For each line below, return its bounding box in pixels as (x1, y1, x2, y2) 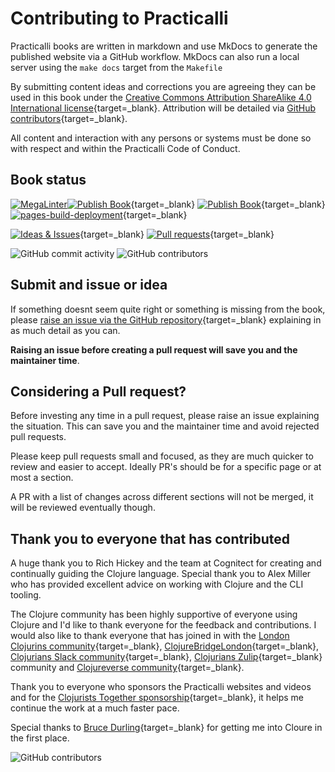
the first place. (10, 732, 70, 744)
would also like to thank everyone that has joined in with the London (10, 630, 290, 642)
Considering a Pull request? (10, 383, 187, 400)
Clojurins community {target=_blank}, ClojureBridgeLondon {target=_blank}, (10, 640, 320, 652)
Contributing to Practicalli (10, 7, 229, 30)
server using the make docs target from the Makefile (10, 61, 223, 73)
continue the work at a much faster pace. (10, 702, 180, 714)
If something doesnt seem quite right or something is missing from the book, (10, 303, 326, 315)
